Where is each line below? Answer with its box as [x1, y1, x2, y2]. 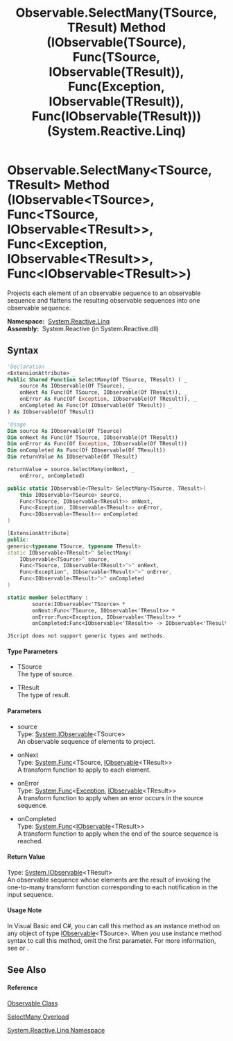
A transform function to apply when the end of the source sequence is [17, 829, 218, 838]
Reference [7, 983, 38, 992]
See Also [7, 964, 46, 976]
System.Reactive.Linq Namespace [7, 1026, 105, 1034]
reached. [17, 836, 44, 845]
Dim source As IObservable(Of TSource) [7, 427, 123, 434]
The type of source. [17, 670, 74, 678]
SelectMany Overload [7, 1012, 69, 1021]
